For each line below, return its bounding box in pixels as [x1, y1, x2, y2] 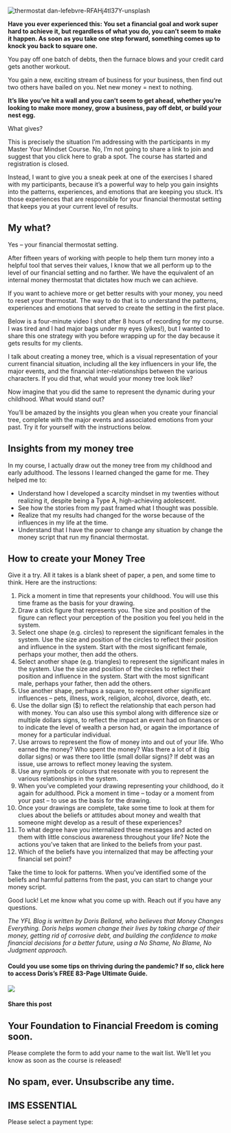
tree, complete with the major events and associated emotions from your [8, 415, 214, 423]
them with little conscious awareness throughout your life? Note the [17, 833, 210, 841]
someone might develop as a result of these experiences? [17, 818, 182, 827]
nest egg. [8, 111, 36, 119]
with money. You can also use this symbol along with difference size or [17, 709, 219, 717]
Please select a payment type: [8, 1118, 93, 1126]
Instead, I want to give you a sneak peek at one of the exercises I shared [8, 173, 213, 181]
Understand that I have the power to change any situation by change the [17, 525, 223, 533]
